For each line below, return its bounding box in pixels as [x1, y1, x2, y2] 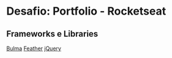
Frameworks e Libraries [6, 29, 99, 39]
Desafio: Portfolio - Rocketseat [6, 4, 166, 18]
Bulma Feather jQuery [6, 45, 61, 52]
